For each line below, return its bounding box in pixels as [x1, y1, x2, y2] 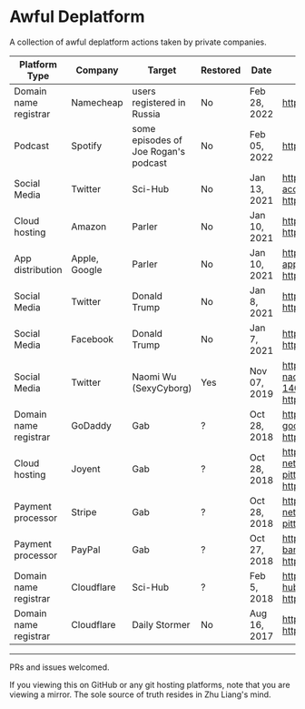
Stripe [71, 505, 97, 518]
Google [71, 263, 103, 276]
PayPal [71, 543, 101, 556]
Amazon [71, 220, 107, 233]
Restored [201, 64, 241, 76]
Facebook [71, 332, 114, 345]
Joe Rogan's [132, 145, 186, 157]
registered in [132, 96, 186, 108]
